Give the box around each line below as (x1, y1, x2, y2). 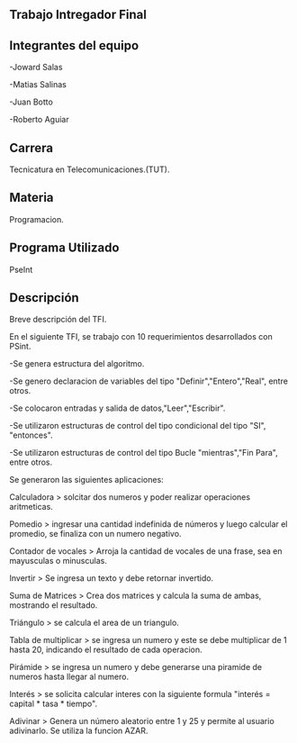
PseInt (9, 264, 33, 275)
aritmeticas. (9, 502, 54, 512)
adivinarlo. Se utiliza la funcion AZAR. (9, 725, 148, 737)
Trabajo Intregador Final (9, 7, 147, 23)
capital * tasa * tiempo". (9, 698, 97, 710)
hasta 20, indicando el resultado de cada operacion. (9, 644, 202, 656)
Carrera (9, 140, 54, 156)
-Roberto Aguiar (9, 114, 69, 125)
